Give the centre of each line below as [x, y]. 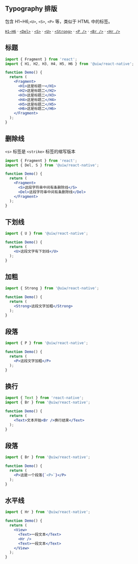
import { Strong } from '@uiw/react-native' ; [52, 288]
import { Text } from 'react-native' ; [44, 398]
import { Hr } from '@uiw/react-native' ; [48, 512]
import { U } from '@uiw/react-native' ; [47, 234]
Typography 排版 [31, 9]
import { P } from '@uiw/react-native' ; [47, 343]
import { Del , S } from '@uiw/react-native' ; [52, 165]
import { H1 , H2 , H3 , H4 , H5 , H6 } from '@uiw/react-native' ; [69, 64]
